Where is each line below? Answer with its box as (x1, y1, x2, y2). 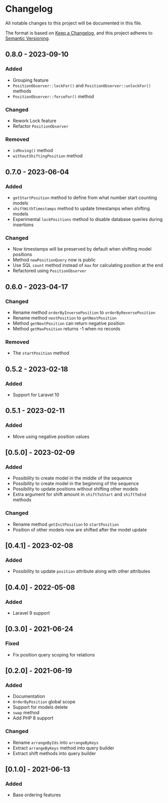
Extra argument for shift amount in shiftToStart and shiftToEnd (12, 491, 147, 498)
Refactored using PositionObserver (12, 267, 87, 274)
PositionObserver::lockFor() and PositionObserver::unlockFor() (12, 82, 151, 88)
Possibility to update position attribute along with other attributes (12, 568, 151, 574)
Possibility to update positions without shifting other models (12, 486, 138, 492)
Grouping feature (12, 77, 49, 83)
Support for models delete (12, 704, 68, 710)
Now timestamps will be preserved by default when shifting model (12, 246, 152, 252)
